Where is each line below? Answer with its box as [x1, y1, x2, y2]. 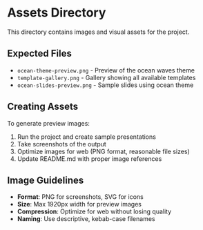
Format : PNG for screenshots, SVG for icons [17, 193, 144, 201]
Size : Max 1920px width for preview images [17, 200, 142, 209]
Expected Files [7, 48, 72, 59]
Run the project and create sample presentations [17, 133, 157, 141]
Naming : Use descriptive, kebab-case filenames [17, 215, 155, 223]
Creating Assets [7, 101, 78, 113]
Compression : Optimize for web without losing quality [17, 207, 172, 215]
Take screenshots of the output [17, 140, 107, 148]
